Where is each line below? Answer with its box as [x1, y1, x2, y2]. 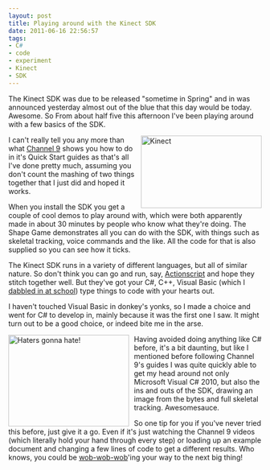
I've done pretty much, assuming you [8, 160, 132, 170]
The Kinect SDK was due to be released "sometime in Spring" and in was [8, 93, 251, 103]
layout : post [8, 11, 52, 20]
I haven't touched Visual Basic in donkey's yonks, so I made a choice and [8, 301, 251, 311]
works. [8, 186, 31, 196]
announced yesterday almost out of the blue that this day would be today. [8, 102, 252, 112]
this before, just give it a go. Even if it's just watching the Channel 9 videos [8, 427, 256, 436]
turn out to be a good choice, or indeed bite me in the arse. [8, 319, 203, 328]
